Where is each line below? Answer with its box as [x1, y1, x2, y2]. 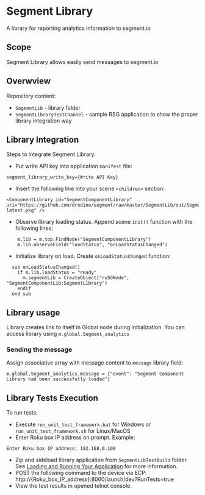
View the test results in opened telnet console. [15, 482, 132, 490]
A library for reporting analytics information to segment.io [6, 24, 151, 32]
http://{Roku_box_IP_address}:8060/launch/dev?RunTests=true [15, 475, 174, 483]
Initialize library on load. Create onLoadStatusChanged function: [15, 252, 171, 260]
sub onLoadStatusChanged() [12, 264, 81, 271]
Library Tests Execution [6, 393, 99, 403]
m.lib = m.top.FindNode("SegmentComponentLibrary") [17, 237, 151, 243]
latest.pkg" [6, 207, 37, 214]
